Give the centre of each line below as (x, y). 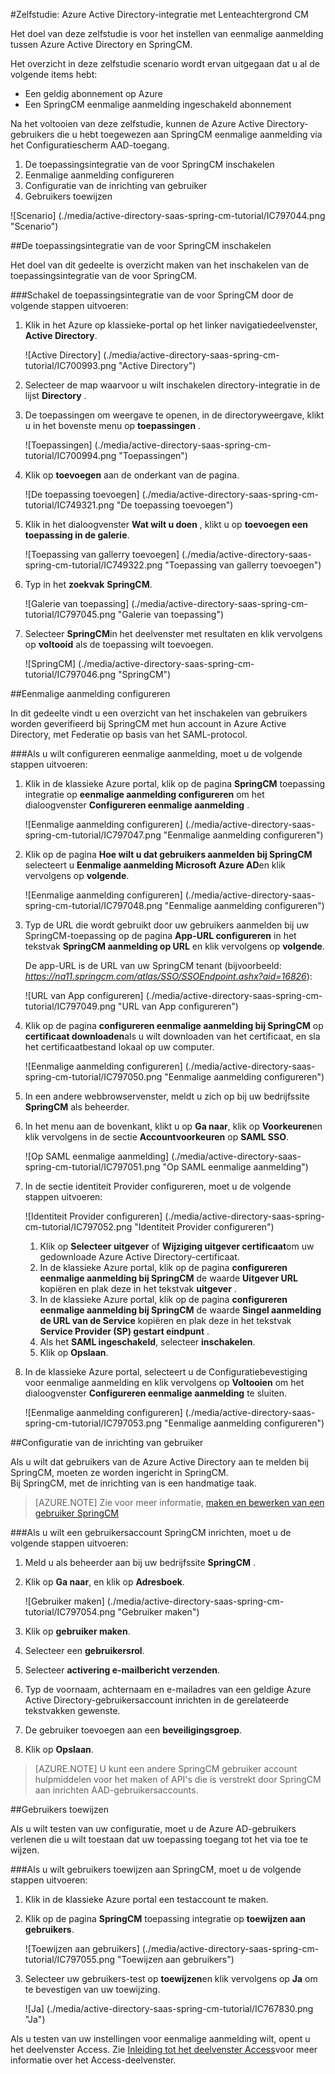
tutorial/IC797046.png (70, 674)
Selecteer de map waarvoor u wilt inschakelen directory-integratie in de (172, 385)
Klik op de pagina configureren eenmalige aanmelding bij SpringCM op (174, 1025)
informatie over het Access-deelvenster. (93, 2060)
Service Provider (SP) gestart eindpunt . (124, 1331)
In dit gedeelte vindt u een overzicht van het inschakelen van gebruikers (159, 713)
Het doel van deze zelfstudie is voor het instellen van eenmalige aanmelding (167, 33)
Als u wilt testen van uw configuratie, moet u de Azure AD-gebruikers (153, 1828)
